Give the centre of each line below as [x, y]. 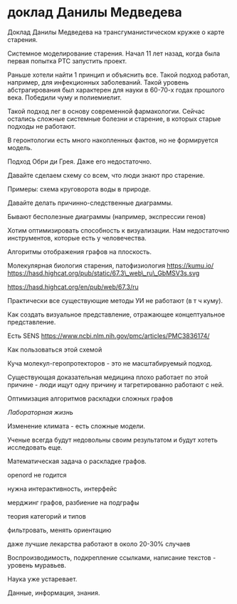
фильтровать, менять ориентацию [59, 530]
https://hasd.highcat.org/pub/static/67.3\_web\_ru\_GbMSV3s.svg [104, 273]
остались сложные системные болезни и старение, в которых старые [114, 119]
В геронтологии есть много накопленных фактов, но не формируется [113, 140]
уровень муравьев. [37, 565]
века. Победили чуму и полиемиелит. [65, 97]
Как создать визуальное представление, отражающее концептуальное [116, 314]
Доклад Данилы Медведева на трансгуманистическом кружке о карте [116, 32]
